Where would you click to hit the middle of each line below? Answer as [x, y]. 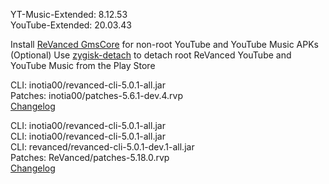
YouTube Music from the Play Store [83, 65]
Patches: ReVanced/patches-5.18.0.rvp [90, 157]
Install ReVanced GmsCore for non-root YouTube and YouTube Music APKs [164, 44]
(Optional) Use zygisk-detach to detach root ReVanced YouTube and [151, 55]
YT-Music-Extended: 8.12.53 [69, 14]
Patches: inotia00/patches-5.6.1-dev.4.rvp [96, 95]
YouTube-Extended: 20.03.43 [71, 25]
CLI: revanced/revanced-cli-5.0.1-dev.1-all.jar [102, 147]
